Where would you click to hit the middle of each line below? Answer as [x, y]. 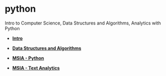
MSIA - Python [28, 58]
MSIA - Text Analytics [36, 68]
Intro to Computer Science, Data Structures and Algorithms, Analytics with [83, 23]
